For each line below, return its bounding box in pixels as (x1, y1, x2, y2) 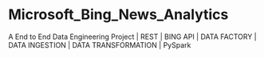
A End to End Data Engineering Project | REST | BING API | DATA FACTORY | (8, 32, 257, 41)
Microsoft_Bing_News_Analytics (8, 6, 229, 24)
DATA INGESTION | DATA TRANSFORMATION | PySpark (8, 40, 191, 49)
